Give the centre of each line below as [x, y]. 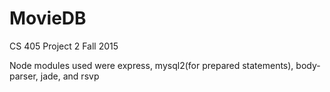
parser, [24, 76]
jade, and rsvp [70, 76]
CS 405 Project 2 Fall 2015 [64, 46]
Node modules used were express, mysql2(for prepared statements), [151, 65]
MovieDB [48, 18]
